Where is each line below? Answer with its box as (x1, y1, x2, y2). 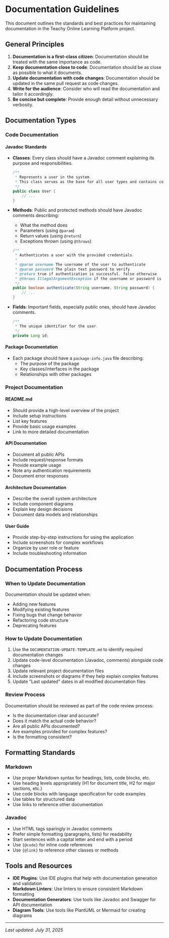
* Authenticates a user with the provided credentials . (15, 253, 135, 258)
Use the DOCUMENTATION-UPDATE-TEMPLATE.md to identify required (12, 647, 143, 653)
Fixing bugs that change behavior (12, 612, 82, 618)
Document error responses (12, 473, 69, 479)
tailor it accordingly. (12, 91, 54, 97)
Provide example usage (12, 462, 61, 468)
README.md (5, 396, 33, 402)
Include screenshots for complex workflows (12, 539, 104, 545)
